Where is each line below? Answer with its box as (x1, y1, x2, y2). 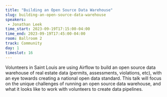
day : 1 (5, 45, 19, 51)
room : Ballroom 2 (5, 36, 42, 41)
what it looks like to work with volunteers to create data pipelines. (5, 86, 143, 92)
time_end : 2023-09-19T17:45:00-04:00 (5, 31, 86, 36)
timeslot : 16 (5, 50, 33, 55)
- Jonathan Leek (7, 21, 42, 27)
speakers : (5, 17, 27, 22)
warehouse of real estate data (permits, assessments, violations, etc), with (5, 69, 162, 76)
